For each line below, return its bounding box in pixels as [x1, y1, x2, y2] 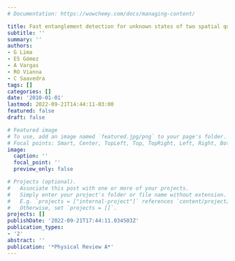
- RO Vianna [7, 68, 42, 76]
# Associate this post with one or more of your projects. [7, 185, 190, 192]
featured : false [7, 108, 55, 115]
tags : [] [7, 81, 33, 88]
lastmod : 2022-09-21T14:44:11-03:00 [7, 101, 114, 108]
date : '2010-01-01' [7, 94, 64, 101]
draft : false [7, 114, 45, 121]
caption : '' [13, 153, 49, 160]
